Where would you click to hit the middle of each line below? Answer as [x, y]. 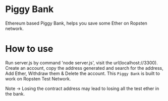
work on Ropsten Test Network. [38, 78]
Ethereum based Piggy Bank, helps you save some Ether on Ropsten [76, 23]
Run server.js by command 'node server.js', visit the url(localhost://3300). [81, 63]
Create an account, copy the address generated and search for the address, [84, 68]
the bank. [15, 93]
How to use [29, 49]
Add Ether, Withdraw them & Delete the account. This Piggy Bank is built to [83, 73]
